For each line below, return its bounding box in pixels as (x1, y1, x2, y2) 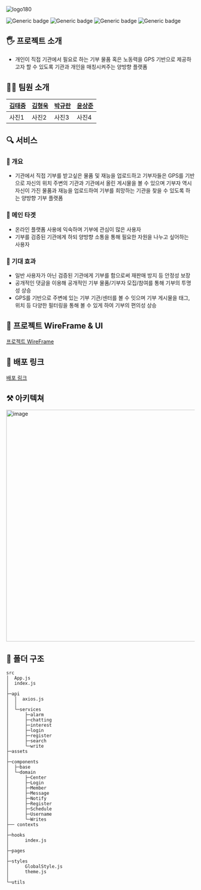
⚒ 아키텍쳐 (6, 393, 45, 403)
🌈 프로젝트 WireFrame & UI (6, 321, 103, 331)
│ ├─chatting (6, 717, 52, 723)
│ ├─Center (6, 775, 47, 781)
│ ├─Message (6, 790, 50, 797)
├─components (6, 759, 39, 765)
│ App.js (6, 675, 31, 681)
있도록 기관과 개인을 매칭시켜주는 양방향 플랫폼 (38, 63, 148, 70)
